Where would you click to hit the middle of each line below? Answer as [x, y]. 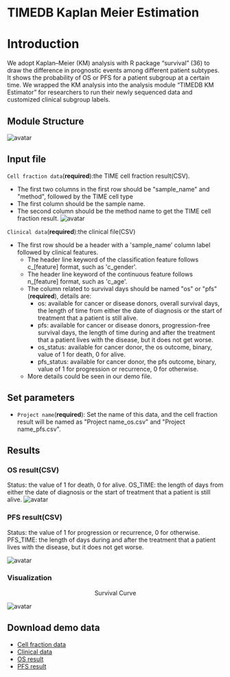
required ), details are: [60, 296]
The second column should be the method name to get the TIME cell [114, 211]
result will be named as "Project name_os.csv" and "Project [101, 422]
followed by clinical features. [58, 252]
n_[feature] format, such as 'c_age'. [77, 281]
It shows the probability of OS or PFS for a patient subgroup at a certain [108, 78]
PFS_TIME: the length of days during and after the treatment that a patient [112, 540]
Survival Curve [115, 593]
